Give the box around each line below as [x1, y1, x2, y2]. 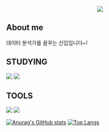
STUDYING [6, 57, 48, 67]
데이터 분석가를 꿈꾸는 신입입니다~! [6, 39, 88, 46]
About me [6, 23, 43, 33]
